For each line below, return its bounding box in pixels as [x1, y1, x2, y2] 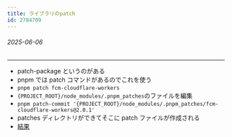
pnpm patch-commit [17, 100, 70, 107]
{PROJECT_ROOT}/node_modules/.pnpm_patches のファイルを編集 [17, 91, 193, 100]
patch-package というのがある [17, 66, 106, 75]
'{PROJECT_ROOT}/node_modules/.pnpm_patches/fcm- [72, 100, 219, 107]
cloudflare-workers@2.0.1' [17, 107, 95, 113]
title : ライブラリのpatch [7, 10, 76, 17]
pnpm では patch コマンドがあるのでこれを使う [17, 75, 152, 84]
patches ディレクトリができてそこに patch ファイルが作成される [17, 113, 200, 122]
